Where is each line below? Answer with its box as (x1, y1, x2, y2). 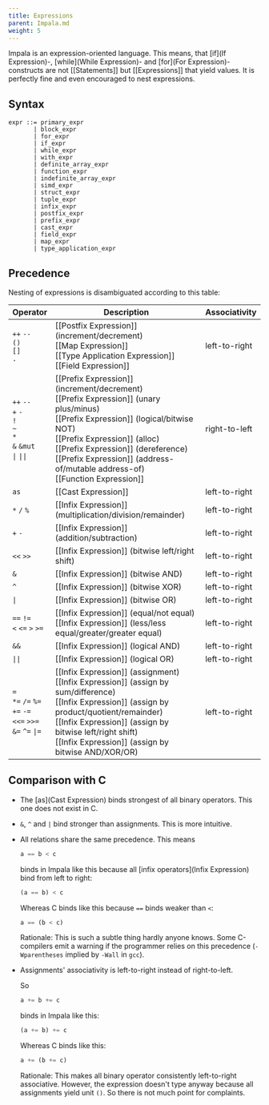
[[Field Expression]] (54, 360, 130, 371)
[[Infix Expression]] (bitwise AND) (54, 569, 183, 579)
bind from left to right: (19, 873, 93, 882)
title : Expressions (8, 11, 74, 20)
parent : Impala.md (8, 19, 70, 27)
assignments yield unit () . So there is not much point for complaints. (19, 1088, 246, 1098)
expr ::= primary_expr (8, 119, 84, 127)
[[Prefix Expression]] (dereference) (54, 444, 188, 454)
